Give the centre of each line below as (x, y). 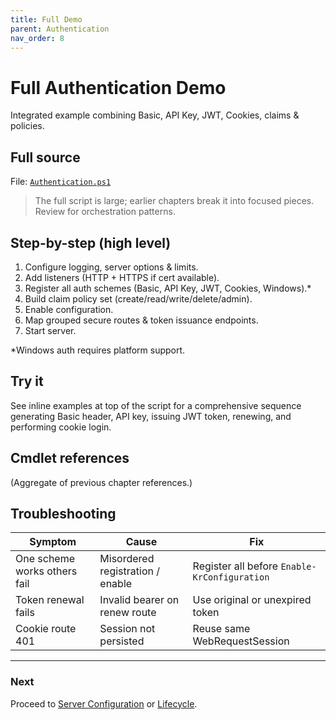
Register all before (235, 566)
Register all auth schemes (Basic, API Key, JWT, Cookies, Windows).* (168, 288)
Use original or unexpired (252, 600)
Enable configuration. (69, 309)
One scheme (45, 559)
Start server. (50, 330)
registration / (130, 571)
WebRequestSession (241, 641)
